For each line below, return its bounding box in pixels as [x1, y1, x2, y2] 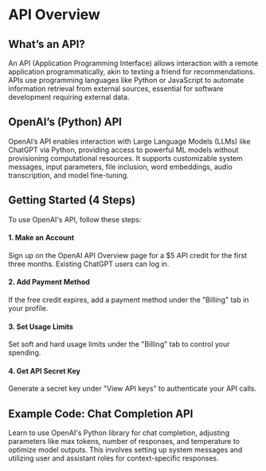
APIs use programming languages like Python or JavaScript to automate [8, 76, 244, 84]
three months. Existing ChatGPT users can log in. [8, 259, 170, 269]
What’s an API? [8, 37, 85, 51]
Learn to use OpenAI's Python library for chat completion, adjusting [8, 428, 229, 438]
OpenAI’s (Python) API [8, 116, 122, 129]
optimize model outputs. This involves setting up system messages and [8, 445, 243, 455]
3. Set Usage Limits [8, 321, 74, 332]
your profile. [8, 304, 49, 313]
